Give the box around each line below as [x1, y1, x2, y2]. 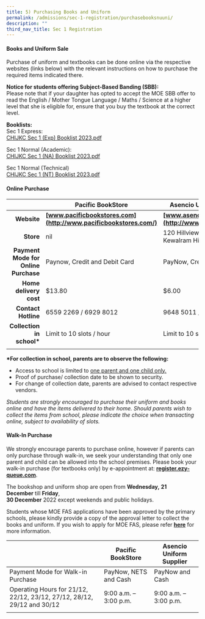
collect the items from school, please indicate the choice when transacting [6, 411, 194, 418]
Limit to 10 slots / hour [45, 329, 110, 338]
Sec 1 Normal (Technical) [6, 165, 70, 172]
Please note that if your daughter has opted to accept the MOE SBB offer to [6, 90, 196, 97]
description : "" [6, 20, 48, 26]
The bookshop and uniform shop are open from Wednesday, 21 [6, 483, 167, 490]
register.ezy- [156, 464, 190, 472]
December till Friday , [6, 489, 60, 497]
